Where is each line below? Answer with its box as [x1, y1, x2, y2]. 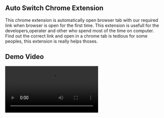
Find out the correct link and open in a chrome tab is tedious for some [5, 33, 148, 39]
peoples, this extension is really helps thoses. [5, 38, 98, 44]
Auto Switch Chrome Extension [5, 4, 104, 12]
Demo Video [5, 53, 44, 61]
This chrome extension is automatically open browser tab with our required [5, 17, 159, 23]
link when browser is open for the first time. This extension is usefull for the [5, 22, 160, 28]
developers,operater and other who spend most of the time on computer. [5, 27, 155, 34]
